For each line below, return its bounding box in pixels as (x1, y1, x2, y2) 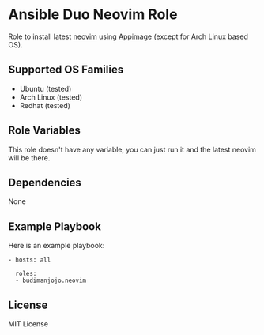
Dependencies (8, 175, 81, 189)
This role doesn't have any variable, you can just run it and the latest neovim (8, 145, 257, 154)
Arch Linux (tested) (19, 92, 83, 102)
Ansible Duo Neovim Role (8, 6, 178, 24)
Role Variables (8, 124, 81, 137)
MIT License (8, 319, 49, 329)
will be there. (8, 152, 51, 163)
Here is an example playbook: (8, 241, 105, 250)
